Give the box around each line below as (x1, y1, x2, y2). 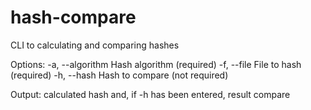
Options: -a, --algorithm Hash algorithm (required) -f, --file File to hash (10, 58, 302, 70)
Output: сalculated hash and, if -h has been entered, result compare (10, 88, 291, 100)
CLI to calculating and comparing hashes (10, 39, 180, 51)
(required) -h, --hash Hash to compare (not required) (10, 69, 229, 81)
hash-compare (10, 6, 137, 29)
